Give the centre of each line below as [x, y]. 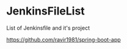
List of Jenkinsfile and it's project [48, 28]
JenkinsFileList [46, 11]
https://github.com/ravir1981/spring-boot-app [64, 39]
